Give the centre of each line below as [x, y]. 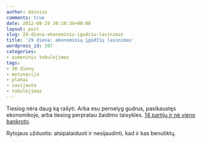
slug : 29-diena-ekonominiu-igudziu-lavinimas [65, 35]
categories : [21, 52]
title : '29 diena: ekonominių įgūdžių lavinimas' [71, 40]
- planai [17, 80]
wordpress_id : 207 [30, 46]
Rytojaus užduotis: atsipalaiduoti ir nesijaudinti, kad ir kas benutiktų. [91, 133]
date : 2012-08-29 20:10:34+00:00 [49, 23]
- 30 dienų [20, 68]
